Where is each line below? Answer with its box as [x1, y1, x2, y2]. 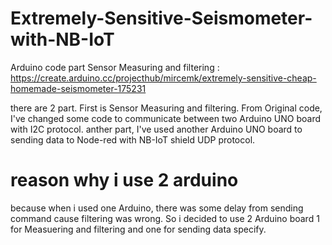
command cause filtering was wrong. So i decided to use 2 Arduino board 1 [10, 212, 320, 224]
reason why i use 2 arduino [10, 169, 239, 192]
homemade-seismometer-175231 [10, 82, 147, 94]
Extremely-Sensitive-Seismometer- [10, 7, 313, 30]
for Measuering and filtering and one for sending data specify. [10, 223, 267, 235]
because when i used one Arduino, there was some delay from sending [10, 202, 304, 214]
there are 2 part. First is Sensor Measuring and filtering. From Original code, [10, 102, 323, 114]
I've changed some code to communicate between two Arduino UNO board [10, 112, 322, 124]
